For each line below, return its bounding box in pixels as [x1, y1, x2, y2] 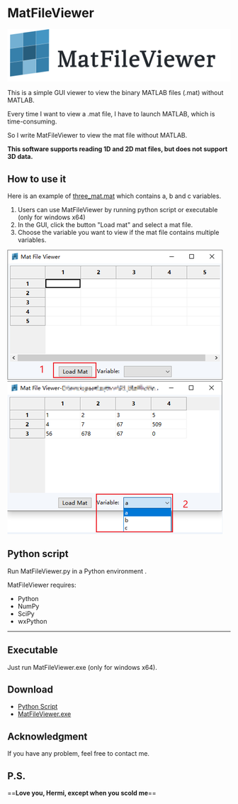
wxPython [17, 617, 47, 625]
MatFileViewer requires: [7, 580, 76, 589]
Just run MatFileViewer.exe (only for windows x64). [7, 663, 157, 671]
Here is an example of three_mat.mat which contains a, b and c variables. [7, 192, 222, 200]
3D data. [7, 153, 33, 161]
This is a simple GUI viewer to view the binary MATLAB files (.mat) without [7, 89, 224, 97]
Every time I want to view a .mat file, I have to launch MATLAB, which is [7, 110, 215, 119]
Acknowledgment [7, 730, 88, 742]
